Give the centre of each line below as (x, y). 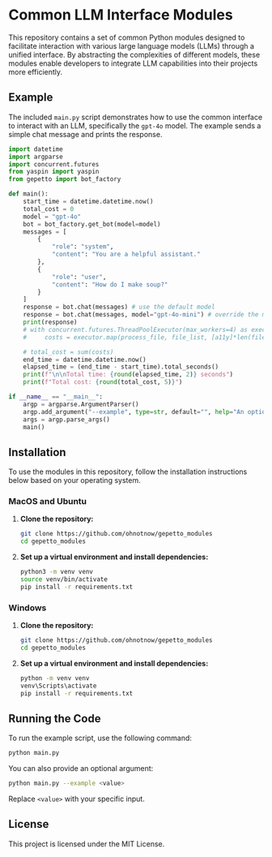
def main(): (28, 194)
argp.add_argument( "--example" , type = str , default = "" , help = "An (134, 411)
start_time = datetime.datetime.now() (88, 201)
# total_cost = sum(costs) (68, 352)
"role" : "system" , (83, 247)
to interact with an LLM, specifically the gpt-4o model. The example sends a (135, 125)
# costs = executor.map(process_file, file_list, (115, 337)
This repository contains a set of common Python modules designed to (127, 37)
